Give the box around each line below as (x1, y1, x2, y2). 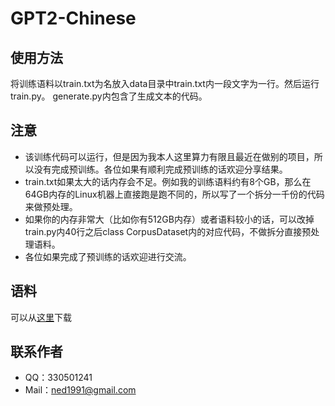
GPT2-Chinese (10, 7, 137, 30)
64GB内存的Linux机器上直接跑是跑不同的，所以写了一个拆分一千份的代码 (24, 188, 325, 200)
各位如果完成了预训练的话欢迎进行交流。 (24, 250, 192, 262)
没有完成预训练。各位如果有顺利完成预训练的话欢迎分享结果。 (33, 163, 288, 175)
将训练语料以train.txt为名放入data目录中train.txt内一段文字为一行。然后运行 (10, 78, 320, 89)
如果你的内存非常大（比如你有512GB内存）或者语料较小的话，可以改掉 (24, 213, 315, 225)
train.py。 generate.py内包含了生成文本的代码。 (10, 90, 208, 102)
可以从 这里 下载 (10, 311, 72, 323)
